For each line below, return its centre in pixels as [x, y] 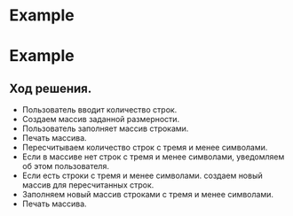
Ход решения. [51, 88]
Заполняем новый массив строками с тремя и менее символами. [147, 195]
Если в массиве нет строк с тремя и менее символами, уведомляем [153, 157]
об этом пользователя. [65, 166]
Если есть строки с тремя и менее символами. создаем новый [143, 176]
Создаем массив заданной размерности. [101, 120]
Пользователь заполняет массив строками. [105, 128]
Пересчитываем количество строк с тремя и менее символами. [145, 148]
